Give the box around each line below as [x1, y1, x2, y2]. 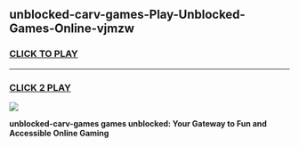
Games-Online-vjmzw [9, 21, 135, 37]
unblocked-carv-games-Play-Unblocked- [9, 7, 246, 22]
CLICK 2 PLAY [9, 81, 71, 94]
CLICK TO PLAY [9, 48, 78, 61]
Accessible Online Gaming [9, 127, 109, 138]
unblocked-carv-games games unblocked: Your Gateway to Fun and [9, 118, 267, 128]
